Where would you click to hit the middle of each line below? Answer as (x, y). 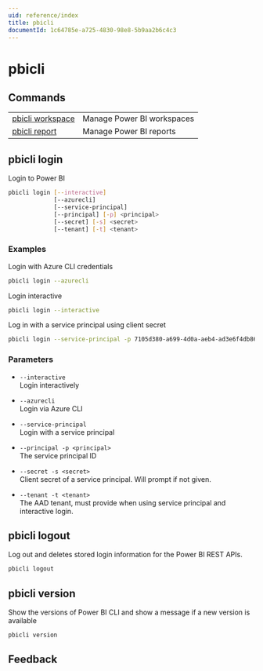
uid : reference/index (43, 15)
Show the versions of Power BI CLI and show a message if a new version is (129, 612)
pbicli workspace (43, 119)
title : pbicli (31, 23)
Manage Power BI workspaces (138, 119)
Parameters (31, 359)
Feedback (33, 660)
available (23, 621)
